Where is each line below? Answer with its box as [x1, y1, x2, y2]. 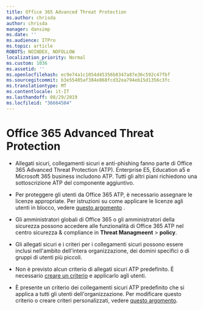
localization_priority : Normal [6, 54, 86, 61]
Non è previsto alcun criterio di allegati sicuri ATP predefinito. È [15, 265, 174, 273]
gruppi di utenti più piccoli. [15, 253, 82, 260]
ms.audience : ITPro [6, 37, 56, 43]
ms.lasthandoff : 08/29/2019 [6, 94, 78, 100]
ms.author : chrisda [6, 15, 56, 21]
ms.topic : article [6, 43, 53, 50]
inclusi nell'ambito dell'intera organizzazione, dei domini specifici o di [15, 247, 190, 254]
